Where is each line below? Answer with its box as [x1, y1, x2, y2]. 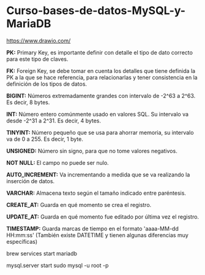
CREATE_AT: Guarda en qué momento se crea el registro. [6, 201, 152, 208]
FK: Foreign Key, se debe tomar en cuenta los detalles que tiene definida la [6, 67, 196, 74]
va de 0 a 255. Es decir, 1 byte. [6, 135, 84, 143]
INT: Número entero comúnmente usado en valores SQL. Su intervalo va [6, 110, 188, 118]
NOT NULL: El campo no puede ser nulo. [6, 159, 109, 166]
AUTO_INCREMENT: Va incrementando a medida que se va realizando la [6, 171, 190, 178]
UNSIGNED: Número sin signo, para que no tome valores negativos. [6, 147, 177, 154]
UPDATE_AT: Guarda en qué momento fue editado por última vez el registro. [6, 213, 199, 220]
